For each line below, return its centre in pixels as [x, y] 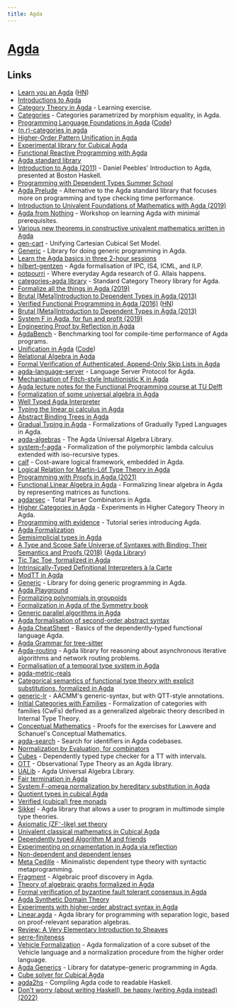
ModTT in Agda [40, 575]
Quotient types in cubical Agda [63, 794]
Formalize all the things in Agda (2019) [74, 288]
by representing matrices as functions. [74, 492]
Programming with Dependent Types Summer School [95, 182]
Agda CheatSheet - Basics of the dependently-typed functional [110, 628]
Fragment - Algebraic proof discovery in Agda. [86, 877]
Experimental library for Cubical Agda [72, 145]
